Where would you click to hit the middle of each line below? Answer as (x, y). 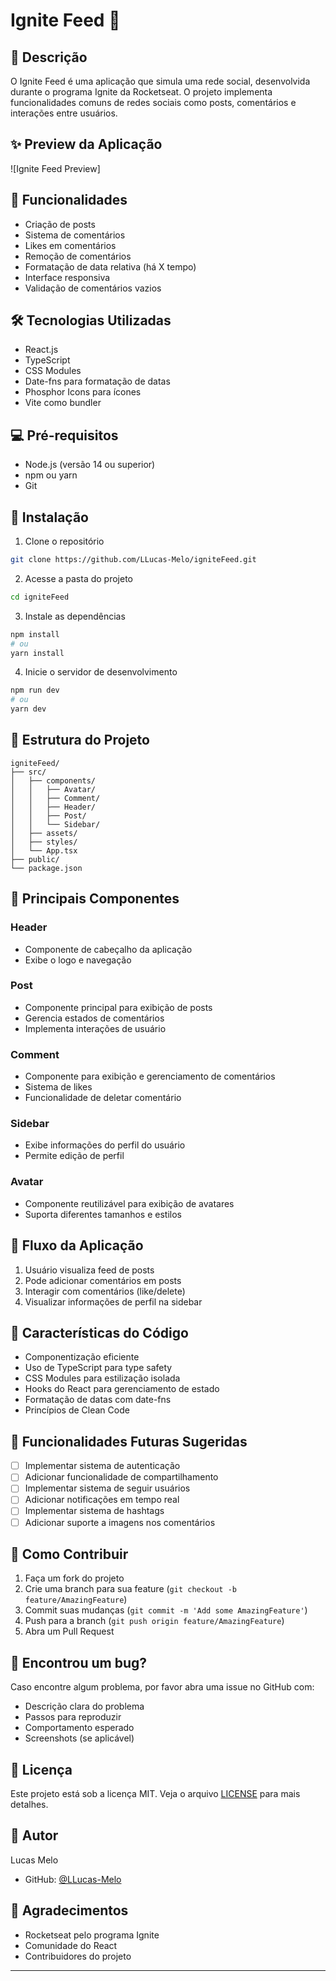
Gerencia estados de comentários (94, 1018)
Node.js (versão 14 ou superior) (90, 465)
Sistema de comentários (75, 235)
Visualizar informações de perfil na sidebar (113, 1301)
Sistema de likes (58, 1087)
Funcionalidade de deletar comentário (103, 1098)
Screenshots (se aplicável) (79, 1738)
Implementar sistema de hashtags (94, 1511)
